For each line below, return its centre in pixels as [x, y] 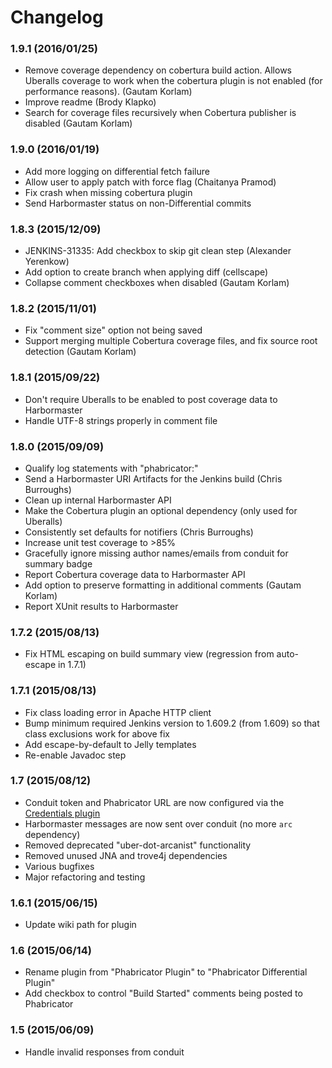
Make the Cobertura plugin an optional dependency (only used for [161, 510]
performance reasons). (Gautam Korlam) [108, 92]
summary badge [58, 563]
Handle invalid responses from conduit [104, 1052]
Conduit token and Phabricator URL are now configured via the [154, 802]
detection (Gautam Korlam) [80, 352]
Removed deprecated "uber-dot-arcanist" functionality [138, 845]
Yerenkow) [47, 262]
